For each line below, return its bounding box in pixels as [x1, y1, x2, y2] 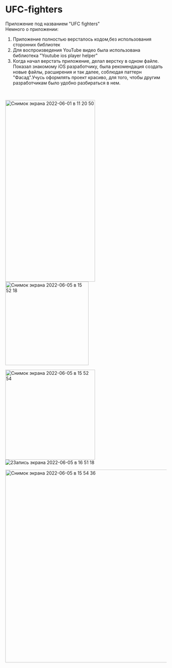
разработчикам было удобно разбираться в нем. [12, 80, 121, 86]
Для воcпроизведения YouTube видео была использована [12, 47, 141, 53]
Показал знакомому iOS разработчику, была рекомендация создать [12, 63, 163, 69]
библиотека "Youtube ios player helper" [12, 52, 98, 59]
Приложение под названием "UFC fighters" [5, 21, 100, 27]
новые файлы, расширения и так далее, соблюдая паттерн [12, 68, 142, 75]
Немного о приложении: [5, 26, 59, 32]
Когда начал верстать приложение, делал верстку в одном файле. [12, 58, 159, 64]
